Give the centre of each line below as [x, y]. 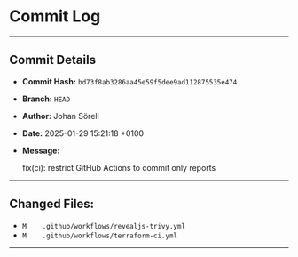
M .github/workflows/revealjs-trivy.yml [104, 226]
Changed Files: [52, 204]
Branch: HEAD [46, 99]
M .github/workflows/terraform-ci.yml [99, 236]
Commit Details [52, 60]
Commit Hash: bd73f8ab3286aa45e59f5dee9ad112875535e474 [129, 81]
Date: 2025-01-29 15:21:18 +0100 [83, 133]
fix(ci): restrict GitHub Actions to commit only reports [119, 167]
